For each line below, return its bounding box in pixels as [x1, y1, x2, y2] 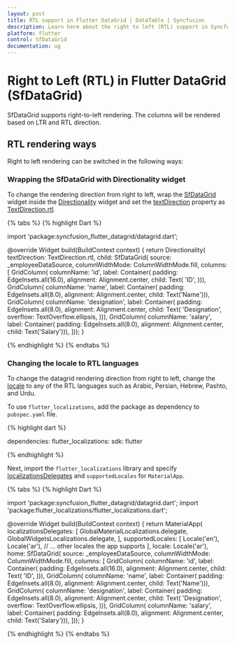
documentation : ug [7, 43, 61, 50]
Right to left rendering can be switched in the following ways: [7, 157, 184, 165]
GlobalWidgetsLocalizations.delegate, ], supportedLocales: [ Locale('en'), [7, 535, 220, 543]
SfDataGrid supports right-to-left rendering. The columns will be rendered [7, 110, 220, 119]
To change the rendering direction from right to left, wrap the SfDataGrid [7, 190, 216, 199]
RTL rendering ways [7, 138, 97, 150]
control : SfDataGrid [7, 36, 68, 43]
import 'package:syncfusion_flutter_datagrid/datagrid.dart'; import [7, 499, 199, 507]
